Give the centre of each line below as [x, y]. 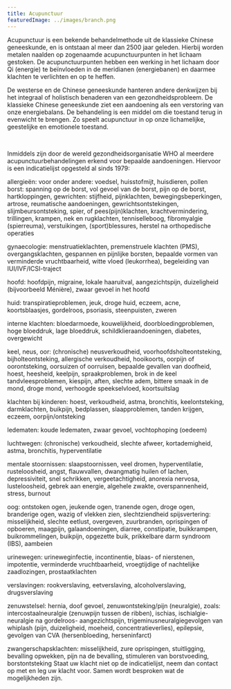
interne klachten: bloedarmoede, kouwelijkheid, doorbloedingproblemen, [111, 323]
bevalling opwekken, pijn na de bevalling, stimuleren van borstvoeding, [108, 656]
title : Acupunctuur [35, 13]
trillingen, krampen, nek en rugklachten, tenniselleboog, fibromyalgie [105, 218]
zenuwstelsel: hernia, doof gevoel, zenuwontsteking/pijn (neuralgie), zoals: [114, 605]
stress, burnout [29, 493]
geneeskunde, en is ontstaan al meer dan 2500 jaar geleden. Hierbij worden [115, 47]
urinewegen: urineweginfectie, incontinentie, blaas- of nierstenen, [101, 557]
